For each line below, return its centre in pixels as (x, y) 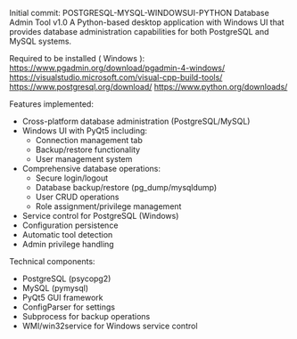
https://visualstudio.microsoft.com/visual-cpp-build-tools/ (116, 77)
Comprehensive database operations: (91, 169)
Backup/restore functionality (88, 149)
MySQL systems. (41, 41)
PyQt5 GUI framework (62, 298)
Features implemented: (51, 104)
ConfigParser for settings (69, 307)
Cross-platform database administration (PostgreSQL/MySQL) (136, 121)
